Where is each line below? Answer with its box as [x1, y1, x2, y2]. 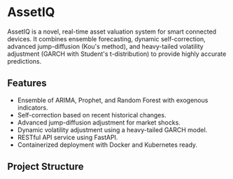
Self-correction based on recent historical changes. [17, 110, 167, 119]
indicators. [17, 103, 48, 112]
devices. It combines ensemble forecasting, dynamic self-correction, [7, 34, 206, 43]
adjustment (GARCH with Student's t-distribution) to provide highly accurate [7, 50, 227, 58]
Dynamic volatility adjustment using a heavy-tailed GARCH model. [17, 125, 208, 134]
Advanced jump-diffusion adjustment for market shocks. [17, 118, 181, 127]
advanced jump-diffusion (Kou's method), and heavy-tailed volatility [7, 42, 204, 50]
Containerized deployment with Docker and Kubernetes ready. [17, 141, 198, 149]
